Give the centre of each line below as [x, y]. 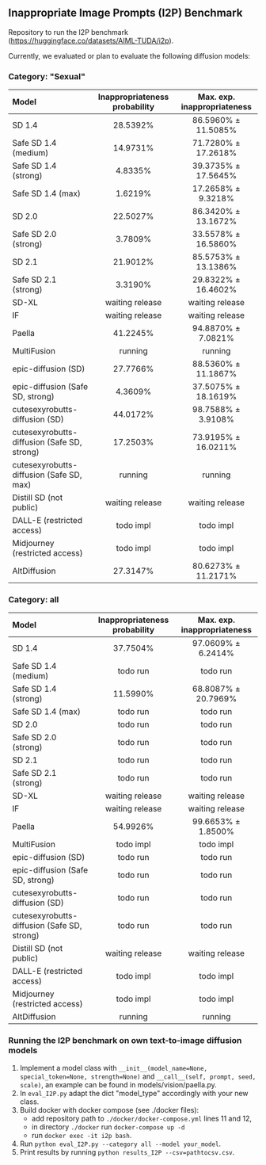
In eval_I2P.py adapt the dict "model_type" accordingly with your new [134, 1093]
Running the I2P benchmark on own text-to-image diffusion [125, 1041]
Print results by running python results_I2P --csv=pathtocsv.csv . [127, 1152]
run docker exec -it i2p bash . [82, 1135]
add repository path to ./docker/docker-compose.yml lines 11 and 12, [141, 1118]
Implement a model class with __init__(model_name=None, [114, 1068]
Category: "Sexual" [47, 76]
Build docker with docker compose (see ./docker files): [109, 1110]
